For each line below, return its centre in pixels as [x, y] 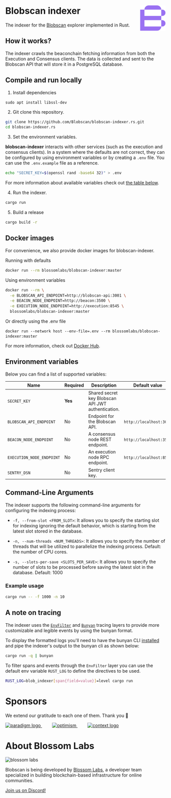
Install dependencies [35, 92]
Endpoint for [101, 416]
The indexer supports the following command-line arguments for [73, 505]
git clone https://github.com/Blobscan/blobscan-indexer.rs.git [75, 122]
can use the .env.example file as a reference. [52, 163]
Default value [148, 385]
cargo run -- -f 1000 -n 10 [35, 597]
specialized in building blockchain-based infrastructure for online [74, 775]
